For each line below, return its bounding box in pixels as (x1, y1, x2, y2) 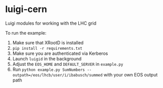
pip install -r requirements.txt (12, 46, 83, 51)
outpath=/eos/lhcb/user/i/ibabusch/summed (12, 72, 103, 77)
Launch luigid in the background (12, 55, 82, 61)
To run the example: (5, 30, 47, 36)
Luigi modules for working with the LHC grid (5, 20, 97, 26)
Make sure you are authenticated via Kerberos (12, 50, 108, 56)
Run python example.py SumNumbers (12, 66, 85, 72)
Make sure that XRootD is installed (12, 39, 84, 46)
